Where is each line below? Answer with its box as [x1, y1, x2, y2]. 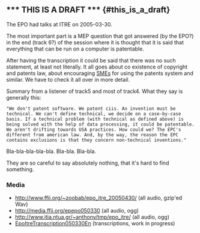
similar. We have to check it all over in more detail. [6, 76, 130, 83]
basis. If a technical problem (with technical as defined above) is [6, 116, 184, 122]
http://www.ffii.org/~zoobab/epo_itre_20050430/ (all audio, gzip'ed [14, 195, 183, 202]
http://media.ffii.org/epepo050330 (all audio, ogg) [14, 207, 139, 214]
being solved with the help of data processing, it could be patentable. [6, 121, 195, 127]
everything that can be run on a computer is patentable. [6, 45, 144, 52]
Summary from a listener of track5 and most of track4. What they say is [6, 87, 183, 95]
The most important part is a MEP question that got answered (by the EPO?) [6, 32, 194, 40]
